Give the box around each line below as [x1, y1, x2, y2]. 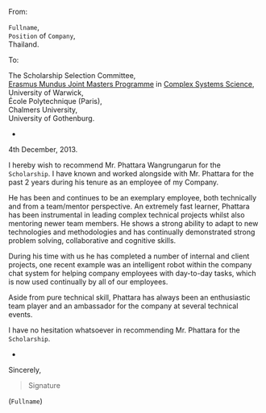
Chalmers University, [8, 105, 78, 114]
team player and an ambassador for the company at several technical [8, 301, 239, 311]
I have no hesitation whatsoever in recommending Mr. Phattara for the [8, 325, 240, 335]
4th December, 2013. [8, 145, 78, 154]
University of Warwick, [8, 88, 84, 97]
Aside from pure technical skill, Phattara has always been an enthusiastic [8, 293, 251, 302]
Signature [27, 381, 60, 390]
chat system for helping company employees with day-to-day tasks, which [8, 269, 256, 278]
